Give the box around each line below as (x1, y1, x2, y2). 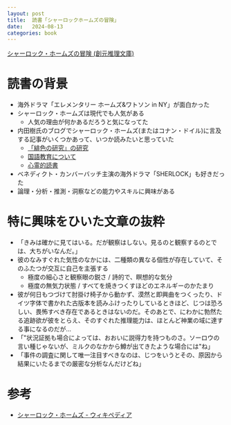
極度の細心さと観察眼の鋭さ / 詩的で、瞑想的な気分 (27, 273, 173, 281)
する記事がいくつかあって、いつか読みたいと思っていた (17, 135, 174, 144)
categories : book (7, 29, 57, 37)
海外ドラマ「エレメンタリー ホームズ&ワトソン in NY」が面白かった (17, 101, 210, 109)
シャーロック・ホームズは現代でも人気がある (17, 109, 145, 118)
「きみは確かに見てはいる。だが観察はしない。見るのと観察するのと (17, 238, 212, 247)
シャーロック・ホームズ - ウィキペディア (17, 410, 133, 419)
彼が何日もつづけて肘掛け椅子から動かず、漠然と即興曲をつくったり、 (17, 290, 216, 299)
